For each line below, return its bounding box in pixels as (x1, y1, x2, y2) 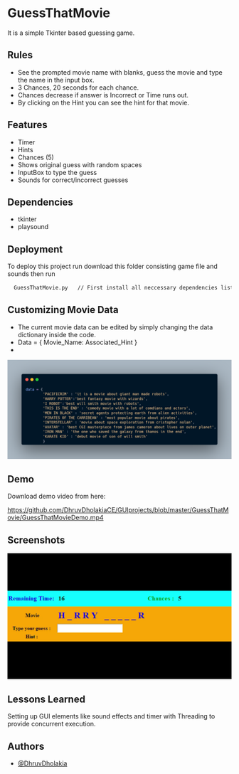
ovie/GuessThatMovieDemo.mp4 (7, 514, 105, 522)
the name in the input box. (17, 75, 95, 84)
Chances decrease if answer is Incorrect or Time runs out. (17, 90, 189, 99)
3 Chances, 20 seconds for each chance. (17, 83, 139, 92)
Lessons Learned (7, 693, 85, 705)
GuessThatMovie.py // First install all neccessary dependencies (14, 285, 218, 292)
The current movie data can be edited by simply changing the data (17, 322, 213, 332)
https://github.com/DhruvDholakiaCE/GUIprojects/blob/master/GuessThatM (7, 506, 229, 514)
